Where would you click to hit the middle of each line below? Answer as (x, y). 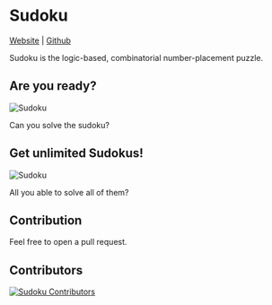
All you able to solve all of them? (69, 192)
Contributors (46, 270)
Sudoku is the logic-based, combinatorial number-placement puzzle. (136, 57)
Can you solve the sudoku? (60, 125)
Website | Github (40, 40)
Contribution (46, 220)
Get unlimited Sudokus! (76, 153)
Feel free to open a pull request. (68, 242)
